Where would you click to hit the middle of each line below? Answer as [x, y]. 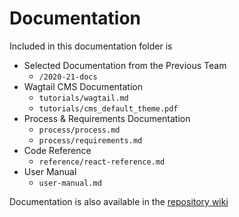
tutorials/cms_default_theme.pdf [108, 108]
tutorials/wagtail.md [83, 98]
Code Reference [57, 150]
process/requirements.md [90, 140]
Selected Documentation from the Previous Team [125, 65]
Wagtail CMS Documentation [83, 86]
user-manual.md [70, 183]
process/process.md [79, 130]
